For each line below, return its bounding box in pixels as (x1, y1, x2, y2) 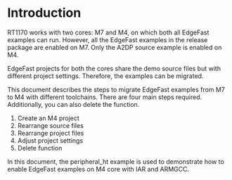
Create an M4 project (17, 114, 79, 122)
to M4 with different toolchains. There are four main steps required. (7, 93, 202, 101)
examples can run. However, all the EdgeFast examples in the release (7, 35, 208, 44)
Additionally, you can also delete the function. (7, 100, 140, 108)
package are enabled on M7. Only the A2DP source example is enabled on (7, 43, 222, 51)
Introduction (7, 5, 82, 21)
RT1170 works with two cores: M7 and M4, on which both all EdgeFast (7, 28, 210, 37)
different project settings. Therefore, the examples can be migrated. (7, 72, 204, 80)
